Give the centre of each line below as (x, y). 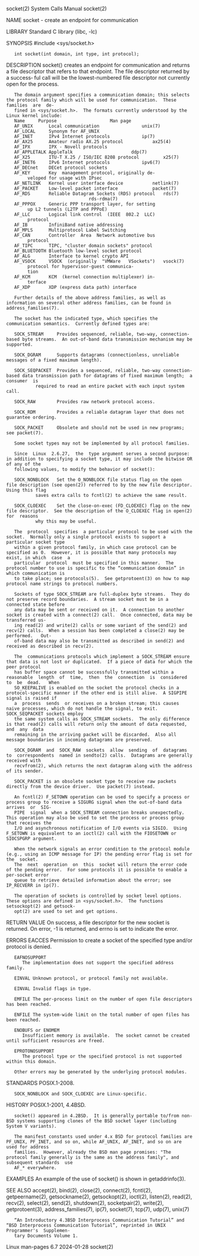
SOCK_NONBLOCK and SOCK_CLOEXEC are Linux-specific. (80, 1094)
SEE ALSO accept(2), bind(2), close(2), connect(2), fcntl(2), (79, 1190)
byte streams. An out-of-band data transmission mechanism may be (107, 339)
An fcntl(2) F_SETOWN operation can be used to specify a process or (102, 797)
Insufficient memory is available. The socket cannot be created (106, 1035)
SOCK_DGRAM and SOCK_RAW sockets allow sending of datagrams (100, 750)
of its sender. (25, 771)
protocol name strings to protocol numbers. (62, 584)
